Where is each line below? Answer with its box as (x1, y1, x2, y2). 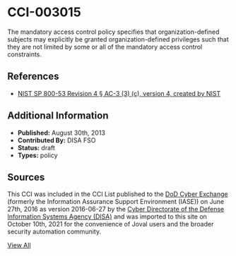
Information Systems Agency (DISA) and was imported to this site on (7, 212, 207, 221)
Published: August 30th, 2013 (17, 128, 106, 137)
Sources (7, 171, 45, 183)
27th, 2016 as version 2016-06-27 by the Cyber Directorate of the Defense (7, 205, 225, 214)
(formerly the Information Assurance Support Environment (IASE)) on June (7, 197, 225, 206)
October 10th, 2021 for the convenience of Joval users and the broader (7, 220, 214, 228)
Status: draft (17, 143, 55, 152)
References (7, 71, 59, 83)
